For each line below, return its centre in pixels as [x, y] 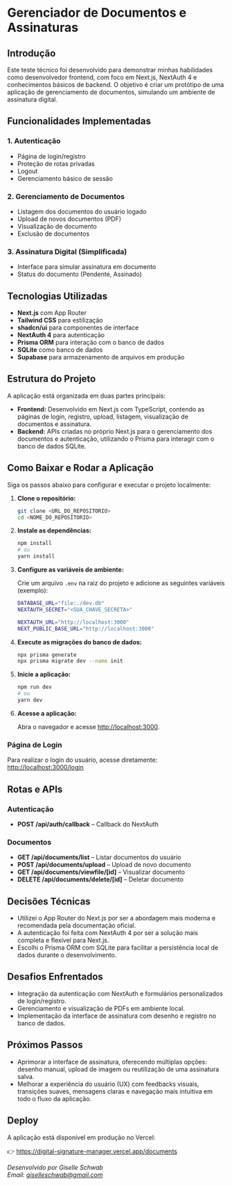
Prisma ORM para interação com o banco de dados [91, 343]
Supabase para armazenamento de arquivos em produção [101, 357]
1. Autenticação [34, 141]
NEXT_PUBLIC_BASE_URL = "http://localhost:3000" [86, 628]
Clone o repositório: [46, 498]
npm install [34, 544]
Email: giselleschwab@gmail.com [55, 1175]
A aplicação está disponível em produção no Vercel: [81, 1137]
